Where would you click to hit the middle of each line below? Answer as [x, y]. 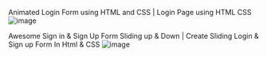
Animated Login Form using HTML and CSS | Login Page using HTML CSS [130, 12]
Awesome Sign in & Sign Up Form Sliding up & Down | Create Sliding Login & [133, 36]
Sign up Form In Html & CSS [54, 44]
